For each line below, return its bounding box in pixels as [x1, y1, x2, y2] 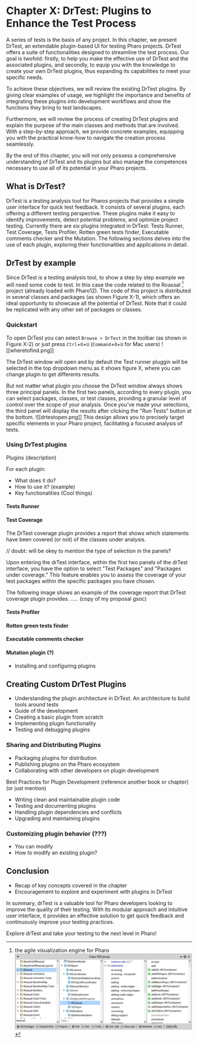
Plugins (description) [6, 454, 57, 461]
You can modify [14, 843, 53, 850]
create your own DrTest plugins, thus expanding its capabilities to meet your [6, 67, 191, 74]
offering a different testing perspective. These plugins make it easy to [6, 209, 175, 216]
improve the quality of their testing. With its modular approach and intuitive [6, 906, 188, 913]
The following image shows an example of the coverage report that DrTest [6, 588, 186, 596]
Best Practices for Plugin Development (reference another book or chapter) [6, 778, 189, 785]
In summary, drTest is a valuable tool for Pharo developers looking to [6, 899, 173, 906]
